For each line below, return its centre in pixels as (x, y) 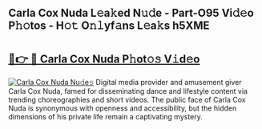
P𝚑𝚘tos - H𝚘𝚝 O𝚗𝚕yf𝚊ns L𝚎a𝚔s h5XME (109, 26)
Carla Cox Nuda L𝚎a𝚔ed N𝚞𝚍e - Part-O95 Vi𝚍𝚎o (131, 13)
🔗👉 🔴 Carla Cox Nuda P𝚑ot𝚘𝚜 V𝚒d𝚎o (104, 59)
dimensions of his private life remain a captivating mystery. (105, 117)
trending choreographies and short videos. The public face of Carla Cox (127, 100)
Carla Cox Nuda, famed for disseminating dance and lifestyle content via (128, 91)
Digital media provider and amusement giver (169, 82)
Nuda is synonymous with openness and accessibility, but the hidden (123, 108)
